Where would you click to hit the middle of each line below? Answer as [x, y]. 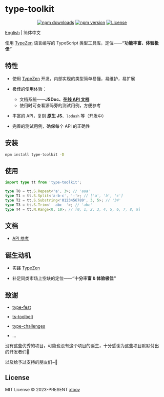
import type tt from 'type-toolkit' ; [43, 182]
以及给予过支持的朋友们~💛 [31, 362]
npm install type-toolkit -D [35, 155]
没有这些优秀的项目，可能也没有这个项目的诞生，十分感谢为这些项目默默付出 [82, 345]
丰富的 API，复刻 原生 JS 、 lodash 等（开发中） [59, 116]
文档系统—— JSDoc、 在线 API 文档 [54, 99]
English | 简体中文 [23, 32]
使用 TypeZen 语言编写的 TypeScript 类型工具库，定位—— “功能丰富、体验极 [82, 43]
